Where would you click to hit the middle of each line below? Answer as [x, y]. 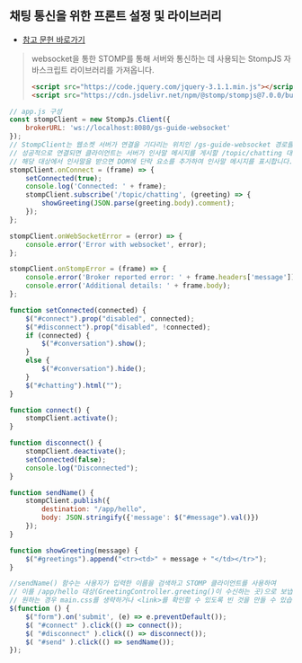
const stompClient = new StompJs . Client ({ [90, 119]
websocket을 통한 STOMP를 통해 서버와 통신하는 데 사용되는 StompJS [156, 58]
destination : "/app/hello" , [94, 509]
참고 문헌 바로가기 [53, 40]
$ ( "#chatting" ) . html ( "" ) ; [74, 385]
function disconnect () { [56, 443]
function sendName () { [52, 492]
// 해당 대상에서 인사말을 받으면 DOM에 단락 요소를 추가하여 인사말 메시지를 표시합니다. [151, 161]
